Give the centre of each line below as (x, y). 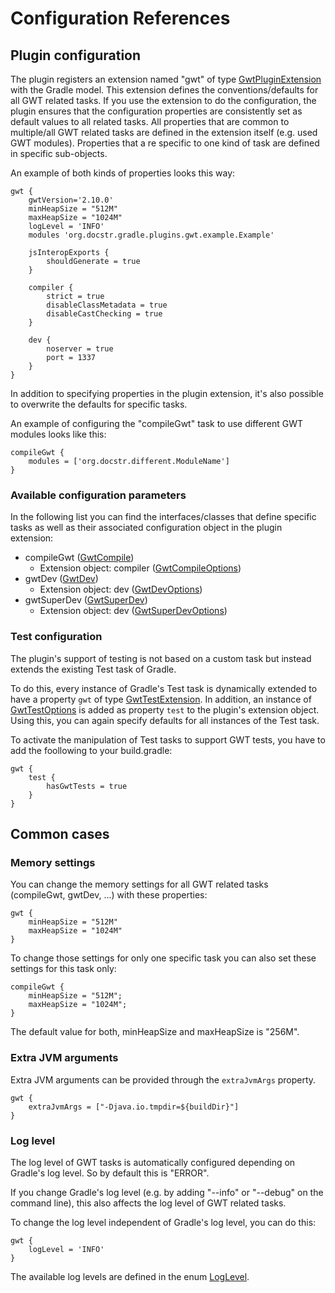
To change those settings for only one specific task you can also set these (163, 958)
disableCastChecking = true (104, 314)
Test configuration (56, 637)
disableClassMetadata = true (107, 305)
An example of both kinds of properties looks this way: (123, 173)
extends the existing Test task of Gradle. (93, 669)
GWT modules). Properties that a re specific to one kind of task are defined (165, 143)
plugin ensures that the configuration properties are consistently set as (156, 111)
